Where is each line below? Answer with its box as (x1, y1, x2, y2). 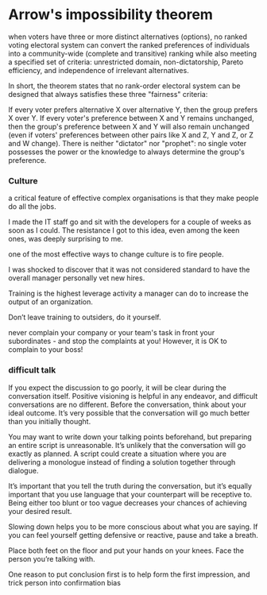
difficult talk (8, 365, 56, 376)
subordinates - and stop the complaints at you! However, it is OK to (8, 336, 228, 346)
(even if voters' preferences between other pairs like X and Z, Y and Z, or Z (8, 129, 254, 140)
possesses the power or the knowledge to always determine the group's (8, 147, 245, 156)
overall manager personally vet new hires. (8, 273, 145, 283)
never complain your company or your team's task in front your (8, 328, 215, 338)
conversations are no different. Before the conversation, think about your (8, 400, 247, 409)
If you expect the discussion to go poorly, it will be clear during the (8, 383, 226, 392)
